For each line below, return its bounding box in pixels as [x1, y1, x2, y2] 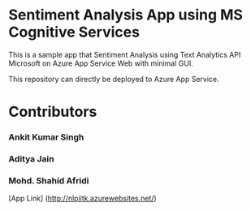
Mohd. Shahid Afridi [8, 174, 89, 186]
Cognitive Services [8, 23, 141, 41]
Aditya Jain [8, 153, 54, 164]
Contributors [8, 103, 97, 121]
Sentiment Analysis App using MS [8, 6, 244, 24]
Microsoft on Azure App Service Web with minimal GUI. [8, 58, 193, 68]
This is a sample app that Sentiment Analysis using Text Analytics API [8, 50, 241, 59]
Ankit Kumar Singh [8, 131, 84, 143]
